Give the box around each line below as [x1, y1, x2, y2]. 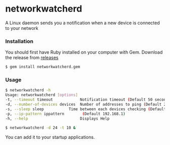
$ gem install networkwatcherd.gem [5, 64, 80, 70]
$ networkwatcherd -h [5, 88, 51, 93]
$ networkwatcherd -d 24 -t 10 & [5, 125, 76, 130]
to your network [5, 25, 39, 31]
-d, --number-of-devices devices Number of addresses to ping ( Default [5, 102, 162, 107]
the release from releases [5, 55, 59, 61]
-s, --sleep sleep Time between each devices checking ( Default [5, 107, 166, 112]
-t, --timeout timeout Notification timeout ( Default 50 [5, 97, 153, 103]
